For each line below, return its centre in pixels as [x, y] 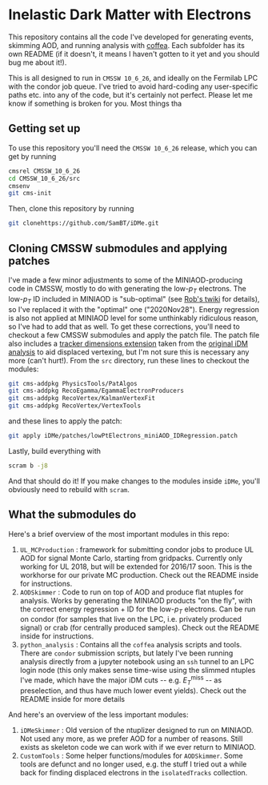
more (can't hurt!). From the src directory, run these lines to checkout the [129, 360]
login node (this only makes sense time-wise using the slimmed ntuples [138, 671]
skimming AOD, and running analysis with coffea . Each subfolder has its [127, 45]
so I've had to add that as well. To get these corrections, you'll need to [124, 326]
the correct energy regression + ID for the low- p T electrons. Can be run [138, 610]
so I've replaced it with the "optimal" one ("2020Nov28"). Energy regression [134, 309]
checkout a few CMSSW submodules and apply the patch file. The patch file [134, 334]
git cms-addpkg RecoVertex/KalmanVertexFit [82, 399]
